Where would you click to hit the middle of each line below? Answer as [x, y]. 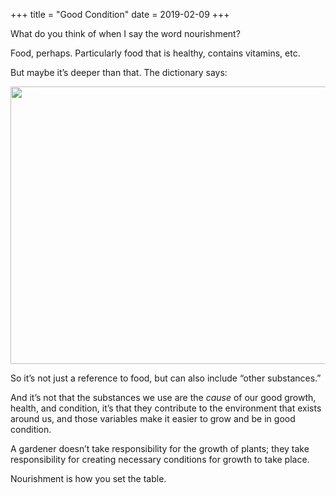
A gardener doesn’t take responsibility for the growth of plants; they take [160, 448]
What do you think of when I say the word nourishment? [125, 33]
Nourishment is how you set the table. [88, 478]
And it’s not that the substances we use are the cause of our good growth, [163, 397]
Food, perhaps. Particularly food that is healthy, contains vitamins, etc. [155, 53]
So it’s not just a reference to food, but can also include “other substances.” [166, 378]
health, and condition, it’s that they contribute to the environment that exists [166, 408]
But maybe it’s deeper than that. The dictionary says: [119, 72]
